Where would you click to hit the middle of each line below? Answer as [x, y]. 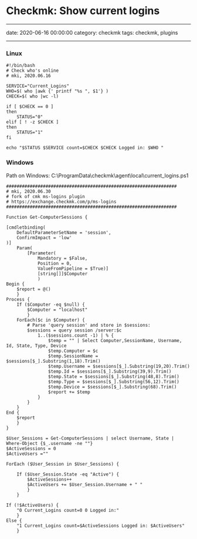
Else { [14, 520]
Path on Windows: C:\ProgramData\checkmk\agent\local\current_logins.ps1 [97, 175]
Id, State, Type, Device [36, 346]
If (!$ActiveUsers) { [33, 505]
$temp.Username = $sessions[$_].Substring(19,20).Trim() [119, 366]
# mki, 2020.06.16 [28, 76]
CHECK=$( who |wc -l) [33, 96]
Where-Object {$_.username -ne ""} [50, 443]
